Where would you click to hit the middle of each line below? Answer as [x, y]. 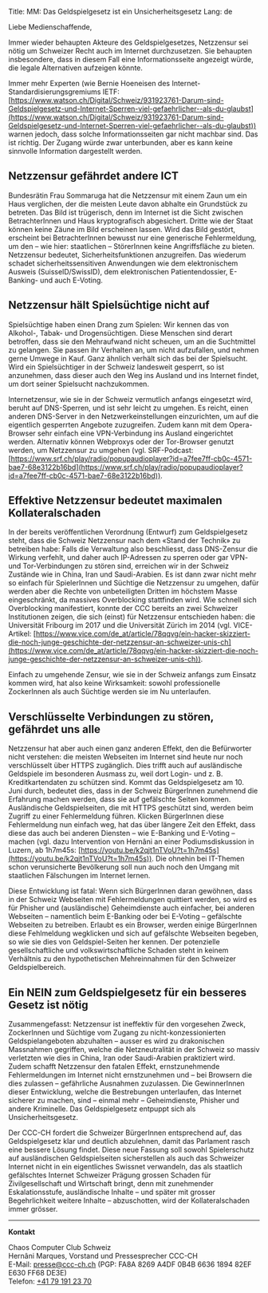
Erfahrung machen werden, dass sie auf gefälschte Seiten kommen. [120, 799]
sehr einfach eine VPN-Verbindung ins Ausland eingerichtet [135, 433]
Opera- [240, 424]
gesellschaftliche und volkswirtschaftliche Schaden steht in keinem [118, 950]
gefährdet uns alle [55, 729]
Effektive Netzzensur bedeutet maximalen [115, 501]
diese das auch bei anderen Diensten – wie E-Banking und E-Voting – [122, 834]
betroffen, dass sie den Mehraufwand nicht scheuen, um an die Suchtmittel [132, 341]
